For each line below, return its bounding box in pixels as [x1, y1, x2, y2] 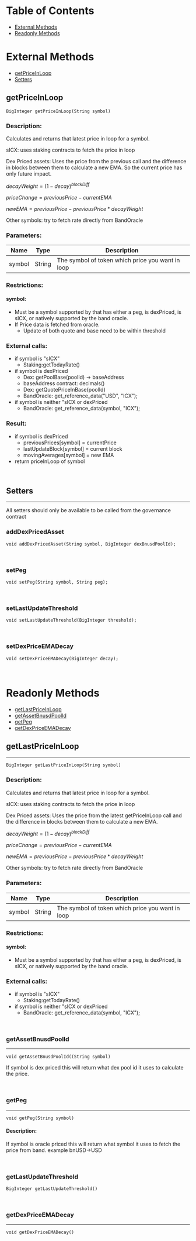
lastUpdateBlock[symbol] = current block [23, 445, 123, 452]
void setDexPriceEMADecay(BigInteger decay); [6, 656, 118, 661]
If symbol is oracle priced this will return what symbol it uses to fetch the [6, 1140, 181, 1147]
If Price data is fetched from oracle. [14, 321, 100, 328]
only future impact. [6, 170, 52, 177]
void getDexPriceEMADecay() [6, 1229, 75, 1236]
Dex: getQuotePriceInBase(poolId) [23, 386, 106, 393]
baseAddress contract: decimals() [23, 380, 105, 387]
